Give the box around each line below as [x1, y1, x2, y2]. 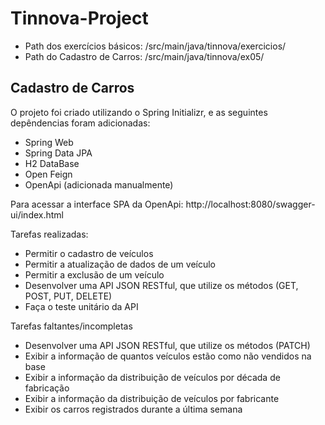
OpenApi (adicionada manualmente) [24, 178, 174, 191]
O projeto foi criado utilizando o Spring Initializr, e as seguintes [10, 106, 268, 118]
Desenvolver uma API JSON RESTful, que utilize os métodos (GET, [24, 279, 299, 291]
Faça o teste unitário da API [24, 300, 139, 312]
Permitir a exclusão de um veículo [24, 268, 165, 281]
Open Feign [24, 168, 73, 180]
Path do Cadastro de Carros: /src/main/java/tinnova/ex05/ [24, 50, 265, 62]
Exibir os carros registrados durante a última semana [24, 403, 243, 415]
